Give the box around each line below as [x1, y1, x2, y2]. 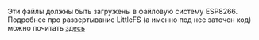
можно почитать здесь [7, 24, 85, 32]
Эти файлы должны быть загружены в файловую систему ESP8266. [7, 7, 238, 16]
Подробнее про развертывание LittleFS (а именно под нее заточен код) [7, 15, 252, 24]
